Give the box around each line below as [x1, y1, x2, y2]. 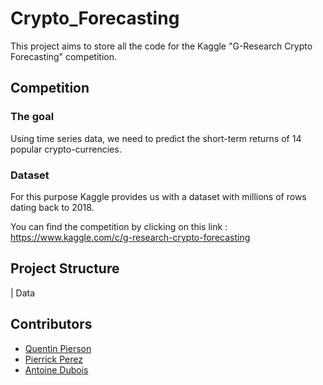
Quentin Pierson [24, 342, 92, 354]
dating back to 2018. [10, 201, 95, 213]
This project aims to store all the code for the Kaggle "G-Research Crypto [10, 40, 313, 52]
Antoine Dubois [24, 363, 89, 376]
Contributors [10, 316, 93, 333]
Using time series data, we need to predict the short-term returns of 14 [10, 132, 302, 144]
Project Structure [10, 260, 120, 277]
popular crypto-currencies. [10, 143, 122, 155]
